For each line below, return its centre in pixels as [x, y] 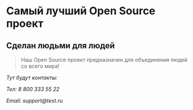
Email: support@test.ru [34, 100]
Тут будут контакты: [32, 78]
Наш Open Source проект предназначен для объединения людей [104, 60]
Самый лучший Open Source [81, 11]
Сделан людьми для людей [61, 45]
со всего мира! [40, 66]
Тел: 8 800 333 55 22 [33, 89]
